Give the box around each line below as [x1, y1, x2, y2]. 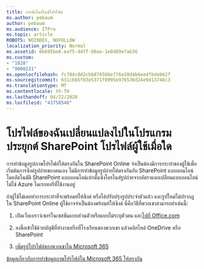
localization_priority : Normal [6, 43, 86, 49]
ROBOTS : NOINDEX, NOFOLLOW [6, 37, 75, 43]
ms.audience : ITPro [6, 26, 56, 32]
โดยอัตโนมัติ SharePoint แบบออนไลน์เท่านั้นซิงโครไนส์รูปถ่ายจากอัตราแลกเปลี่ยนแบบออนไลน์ [6, 173, 199, 181]
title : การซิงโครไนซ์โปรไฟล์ [6, 9, 63, 15]
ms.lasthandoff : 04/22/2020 [6, 94, 78, 100]
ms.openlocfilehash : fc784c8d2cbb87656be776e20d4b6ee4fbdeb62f [6, 71, 171, 77]
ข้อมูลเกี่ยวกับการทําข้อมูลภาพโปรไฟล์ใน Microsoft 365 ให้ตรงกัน [6, 254, 143, 262]
